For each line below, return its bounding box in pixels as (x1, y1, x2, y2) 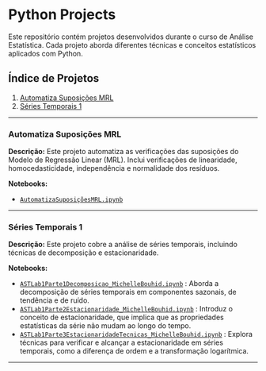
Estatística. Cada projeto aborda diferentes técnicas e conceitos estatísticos (8, 40, 256, 49)
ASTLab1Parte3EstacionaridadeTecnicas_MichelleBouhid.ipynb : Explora (19, 330, 253, 339)
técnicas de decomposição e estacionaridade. (8, 248, 159, 257)
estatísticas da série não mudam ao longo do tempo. (19, 321, 192, 330)
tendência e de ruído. (19, 296, 89, 305)
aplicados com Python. (8, 48, 83, 58)
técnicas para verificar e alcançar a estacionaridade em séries (19, 338, 224, 347)
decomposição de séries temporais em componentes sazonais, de (19, 288, 237, 297)
